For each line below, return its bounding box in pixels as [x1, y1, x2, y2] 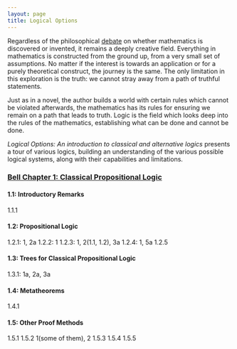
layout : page [7, 10, 46, 18]
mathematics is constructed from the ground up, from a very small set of [7, 51, 221, 60]
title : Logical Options [7, 17, 78, 24]
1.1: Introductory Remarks [7, 190, 85, 199]
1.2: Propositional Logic [7, 222, 78, 231]
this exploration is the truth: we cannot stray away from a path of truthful [7, 74, 221, 82]
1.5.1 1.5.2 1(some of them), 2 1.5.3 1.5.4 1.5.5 [7, 334, 137, 343]
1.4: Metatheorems [7, 286, 65, 295]
